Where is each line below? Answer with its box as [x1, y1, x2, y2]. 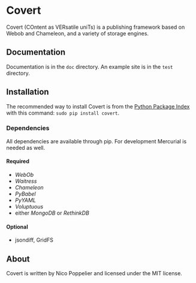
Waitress [14, 177, 37, 185]
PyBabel [14, 190, 36, 198]
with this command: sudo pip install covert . [6, 109, 120, 116]
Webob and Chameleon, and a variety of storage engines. [6, 29, 149, 37]
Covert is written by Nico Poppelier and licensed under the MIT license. [6, 270, 183, 277]
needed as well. [6, 144, 46, 151]
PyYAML [14, 197, 36, 204]
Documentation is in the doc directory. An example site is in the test [6, 63, 173, 70]
